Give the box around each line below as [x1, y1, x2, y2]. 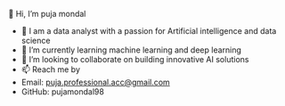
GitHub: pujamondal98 [20, 86, 104, 97]
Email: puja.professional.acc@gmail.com [20, 77, 170, 87]
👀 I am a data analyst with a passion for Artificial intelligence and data [20, 26, 277, 36]
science [20, 36, 51, 45]
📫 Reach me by [20, 64, 81, 75]
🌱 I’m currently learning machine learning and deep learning [20, 45, 242, 55]
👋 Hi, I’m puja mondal [8, 9, 86, 19]
